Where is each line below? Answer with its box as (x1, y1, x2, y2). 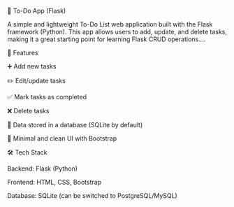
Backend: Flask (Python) (7, 164, 78, 173)
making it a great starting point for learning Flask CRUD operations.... (7, 35, 206, 43)
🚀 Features (7, 49, 38, 57)
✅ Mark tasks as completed (7, 93, 87, 101)
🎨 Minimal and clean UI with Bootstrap (7, 134, 117, 143)
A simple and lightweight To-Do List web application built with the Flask (7, 20, 213, 28)
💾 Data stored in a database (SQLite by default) (7, 121, 143, 129)
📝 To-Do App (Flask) (7, 7, 66, 15)
